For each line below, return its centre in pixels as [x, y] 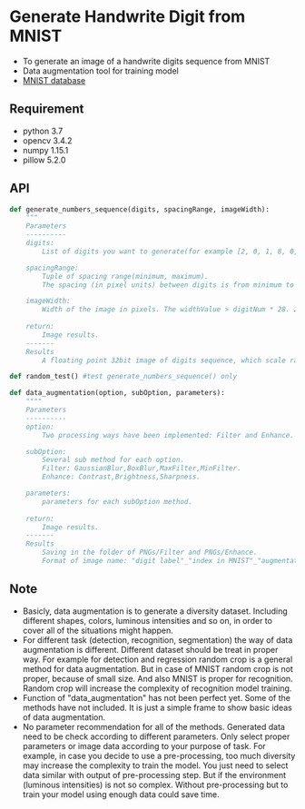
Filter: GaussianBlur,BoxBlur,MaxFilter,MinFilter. [142, 469]
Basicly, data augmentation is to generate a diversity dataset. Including [155, 611]
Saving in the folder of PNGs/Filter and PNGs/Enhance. [150, 552]
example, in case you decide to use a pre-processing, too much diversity [159, 755]
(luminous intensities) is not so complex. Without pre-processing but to [155, 784]
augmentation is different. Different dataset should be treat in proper [150, 649]
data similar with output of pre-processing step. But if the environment [154, 774]
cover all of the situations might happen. [98, 630]
